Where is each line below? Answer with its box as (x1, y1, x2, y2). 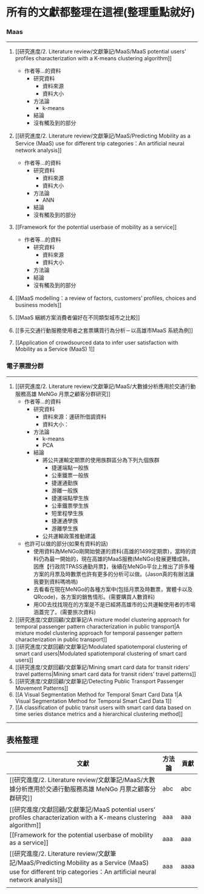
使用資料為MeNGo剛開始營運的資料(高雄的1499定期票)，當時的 (33, 547, 191, 555)
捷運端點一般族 (51, 463, 89, 471)
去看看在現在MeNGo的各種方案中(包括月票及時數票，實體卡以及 (33, 585, 193, 593)
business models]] (15, 302, 62, 309)
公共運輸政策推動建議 (42, 532, 96, 539)
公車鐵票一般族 (51, 471, 89, 479)
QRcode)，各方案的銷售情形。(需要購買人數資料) (33, 593, 155, 600)
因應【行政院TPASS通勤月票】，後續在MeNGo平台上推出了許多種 (33, 563, 195, 570)
